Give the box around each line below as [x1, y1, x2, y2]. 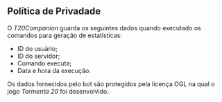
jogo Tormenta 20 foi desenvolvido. [7, 87, 110, 95]
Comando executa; [17, 59, 72, 68]
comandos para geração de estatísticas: [7, 31, 123, 39]
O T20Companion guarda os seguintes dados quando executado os [7, 23, 201, 32]
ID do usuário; [17, 44, 58, 52]
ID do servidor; [17, 52, 60, 60]
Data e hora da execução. [17, 66, 92, 74]
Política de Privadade [7, 6, 101, 17]
